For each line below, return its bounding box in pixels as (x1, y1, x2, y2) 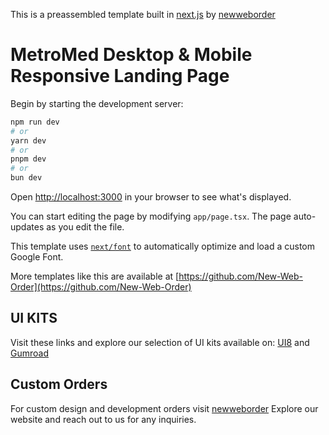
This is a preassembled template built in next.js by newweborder (10, 9, 276, 20)
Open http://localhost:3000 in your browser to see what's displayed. (10, 191, 292, 203)
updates (10, 221, 45, 233)
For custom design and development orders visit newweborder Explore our (10, 402, 319, 414)
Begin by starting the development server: (10, 97, 184, 109)
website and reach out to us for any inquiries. (10, 413, 197, 425)
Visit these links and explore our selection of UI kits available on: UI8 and (10, 336, 310, 348)
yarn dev (10, 135, 47, 146)
